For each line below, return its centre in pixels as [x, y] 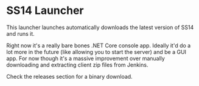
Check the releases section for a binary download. [69, 76]
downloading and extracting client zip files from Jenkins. [77, 65]
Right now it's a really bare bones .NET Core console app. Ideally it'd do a [99, 45]
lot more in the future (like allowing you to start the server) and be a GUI [96, 51]
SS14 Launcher [45, 11]
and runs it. [20, 33]
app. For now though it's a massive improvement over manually [86, 58]
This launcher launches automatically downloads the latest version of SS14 [100, 27]
